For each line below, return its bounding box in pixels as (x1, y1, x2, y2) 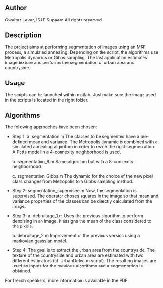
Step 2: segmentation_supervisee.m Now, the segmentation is (12, 188, 137, 194)
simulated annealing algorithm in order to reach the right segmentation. (12, 144, 156, 150)
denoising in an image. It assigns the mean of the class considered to (12, 218, 152, 224)
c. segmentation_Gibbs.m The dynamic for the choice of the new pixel (12, 173, 153, 179)
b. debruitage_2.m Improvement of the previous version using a (12, 233, 140, 239)
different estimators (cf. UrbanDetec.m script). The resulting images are (12, 258, 157, 264)
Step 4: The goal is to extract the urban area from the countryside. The (12, 247, 155, 253)
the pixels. (12, 223, 33, 229)
